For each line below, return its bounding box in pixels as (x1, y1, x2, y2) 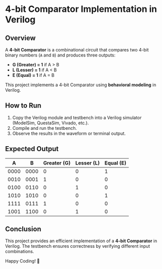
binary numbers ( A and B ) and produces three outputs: (5, 52, 115, 58)
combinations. (5, 249, 34, 255)
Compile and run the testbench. (12, 125, 77, 131)
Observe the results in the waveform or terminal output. (12, 130, 126, 136)
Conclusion (5, 225, 42, 233)
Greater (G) (43, 160, 71, 166)
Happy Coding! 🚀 (5, 258, 40, 264)
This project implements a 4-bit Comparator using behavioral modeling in (5, 82, 157, 88)
